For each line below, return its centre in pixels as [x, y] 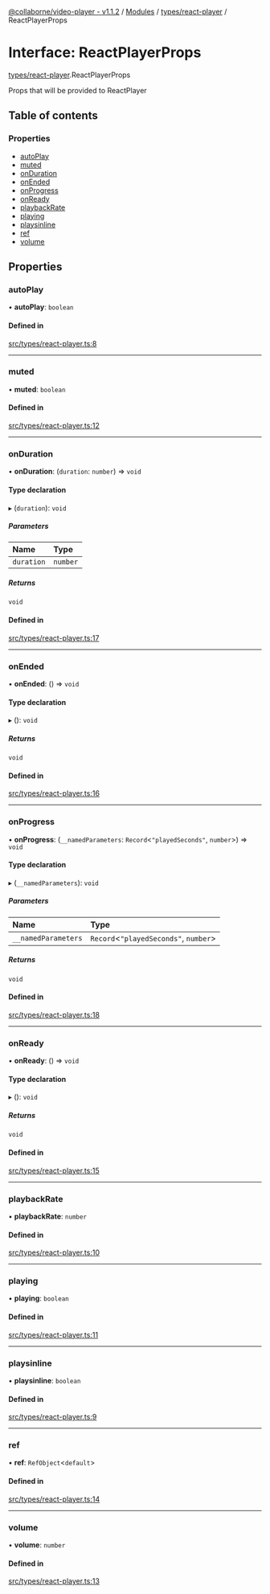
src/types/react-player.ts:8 [53, 343]
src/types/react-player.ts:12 [54, 426]
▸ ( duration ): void [37, 508]
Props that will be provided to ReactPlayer [78, 90]
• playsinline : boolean [45, 1380]
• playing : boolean [39, 1298]
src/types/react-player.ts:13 [54, 1581]
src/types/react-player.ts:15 [54, 1170]
